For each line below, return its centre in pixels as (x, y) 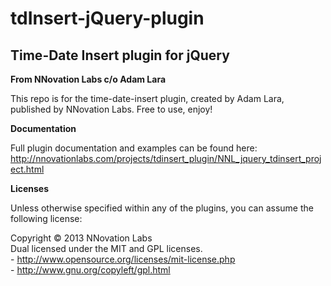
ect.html (27, 169)
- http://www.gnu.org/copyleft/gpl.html (90, 270)
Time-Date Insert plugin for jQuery (120, 55)
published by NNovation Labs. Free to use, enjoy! (111, 109)
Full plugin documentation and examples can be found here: (134, 148)
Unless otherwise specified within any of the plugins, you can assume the (162, 208)
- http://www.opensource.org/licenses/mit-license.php (123, 259)
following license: (46, 218)
